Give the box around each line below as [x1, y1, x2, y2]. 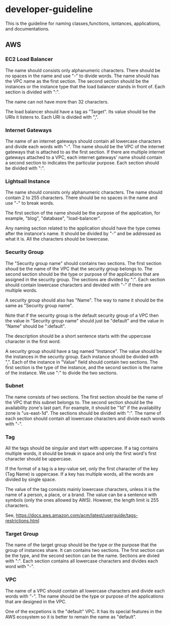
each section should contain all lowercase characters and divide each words [5, 415, 165, 421]
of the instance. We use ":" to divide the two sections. [5, 370, 118, 376]
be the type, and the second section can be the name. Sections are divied [5, 552, 160, 559]
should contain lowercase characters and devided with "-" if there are [5, 282, 151, 288]
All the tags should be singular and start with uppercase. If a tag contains [5, 445, 158, 451]
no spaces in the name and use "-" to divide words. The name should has [5, 73, 159, 79]
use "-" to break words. [5, 200, 54, 206]
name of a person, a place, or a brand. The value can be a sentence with [5, 491, 157, 498]
